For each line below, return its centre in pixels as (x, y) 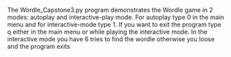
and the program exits (39, 46)
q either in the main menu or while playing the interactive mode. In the (107, 32)
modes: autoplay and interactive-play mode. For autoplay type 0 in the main (116, 17)
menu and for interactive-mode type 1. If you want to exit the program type (114, 24)
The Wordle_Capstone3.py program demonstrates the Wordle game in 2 (110, 10)
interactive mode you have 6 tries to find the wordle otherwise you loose (111, 39)
